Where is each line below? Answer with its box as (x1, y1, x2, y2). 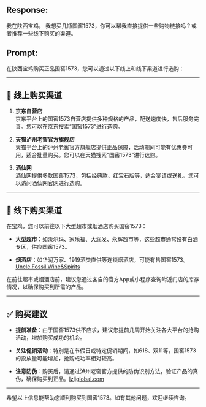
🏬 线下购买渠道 (6, 205, 63, 215)
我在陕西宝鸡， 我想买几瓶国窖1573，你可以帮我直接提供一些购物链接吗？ (6, 21, 192, 29)
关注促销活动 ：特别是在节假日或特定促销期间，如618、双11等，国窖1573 (15, 347, 196, 354)
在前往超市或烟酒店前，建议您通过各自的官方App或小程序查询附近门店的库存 (6, 276, 199, 283)
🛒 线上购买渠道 (6, 90, 63, 101)
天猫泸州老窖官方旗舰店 (15, 136, 75, 143)
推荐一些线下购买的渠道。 (11, 29, 77, 37)
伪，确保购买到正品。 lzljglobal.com (15, 375, 104, 382)
